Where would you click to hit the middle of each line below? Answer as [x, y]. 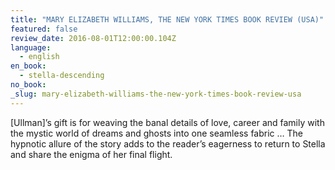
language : [31, 47]
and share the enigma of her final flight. [91, 154]
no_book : [28, 85]
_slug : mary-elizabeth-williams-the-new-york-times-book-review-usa [156, 94]
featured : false [44, 29]
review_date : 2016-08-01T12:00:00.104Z [93, 38]
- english [39, 57]
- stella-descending [62, 76]
